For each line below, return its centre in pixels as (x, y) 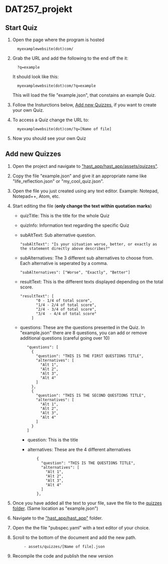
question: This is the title (53, 440)
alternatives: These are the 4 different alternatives (79, 449)
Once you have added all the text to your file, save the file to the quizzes (87, 503)
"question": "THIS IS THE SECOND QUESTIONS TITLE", (91, 395)
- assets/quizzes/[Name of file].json (64, 546)
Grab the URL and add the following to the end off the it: (70, 58)
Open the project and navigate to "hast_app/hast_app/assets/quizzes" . (85, 166)
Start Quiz (21, 28)
